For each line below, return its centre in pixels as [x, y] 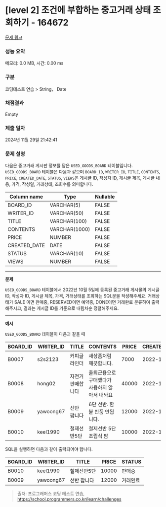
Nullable [105, 197]
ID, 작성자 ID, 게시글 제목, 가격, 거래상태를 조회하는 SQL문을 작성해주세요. [76, 296]
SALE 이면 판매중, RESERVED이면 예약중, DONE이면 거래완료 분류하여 [82, 302]
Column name [26, 197]
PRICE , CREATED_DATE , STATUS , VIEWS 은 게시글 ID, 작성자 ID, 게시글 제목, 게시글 [80, 178]
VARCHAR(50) [67, 213]
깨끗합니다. [101, 363]
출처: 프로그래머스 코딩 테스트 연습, [51, 494]
